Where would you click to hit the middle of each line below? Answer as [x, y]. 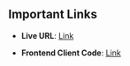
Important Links [53, 15]
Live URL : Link [47, 35]
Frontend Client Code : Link [71, 53]
